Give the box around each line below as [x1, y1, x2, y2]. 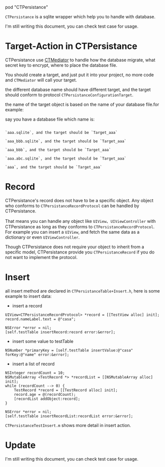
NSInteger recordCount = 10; [5, 370, 65, 375]
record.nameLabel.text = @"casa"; [5, 316, 76, 322]
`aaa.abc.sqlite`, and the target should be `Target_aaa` [5, 156, 127, 161]
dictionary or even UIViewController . [5, 234, 80, 240]
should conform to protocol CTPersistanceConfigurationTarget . [5, 91, 134, 98]
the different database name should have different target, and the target [5, 86, 151, 92]
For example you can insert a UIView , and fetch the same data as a [5, 229, 140, 235]
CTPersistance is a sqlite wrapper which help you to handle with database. [5, 14, 156, 19]
